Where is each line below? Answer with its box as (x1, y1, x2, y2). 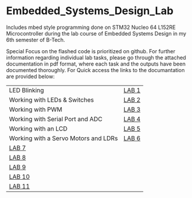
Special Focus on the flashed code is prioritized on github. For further (6, 47, 175, 54)
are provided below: (6, 73, 55, 80)
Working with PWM (9, 105, 63, 113)
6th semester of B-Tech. (6, 36, 66, 43)
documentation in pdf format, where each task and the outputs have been (6, 60, 186, 67)
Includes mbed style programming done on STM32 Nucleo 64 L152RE (6, 24, 176, 31)
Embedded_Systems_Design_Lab (6, 4, 174, 18)
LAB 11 (9, 182, 30, 190)
